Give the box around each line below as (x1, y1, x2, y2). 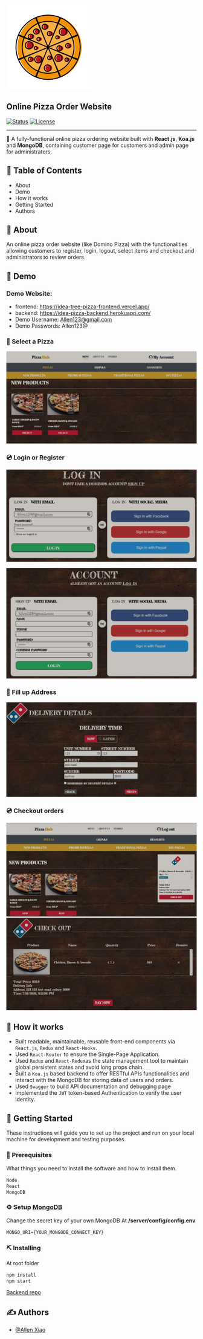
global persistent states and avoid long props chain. (14, 1063, 144, 1071)
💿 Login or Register (6, 453, 65, 461)
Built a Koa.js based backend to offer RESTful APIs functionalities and (14, 1070, 189, 1077)
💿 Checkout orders (6, 806, 64, 815)
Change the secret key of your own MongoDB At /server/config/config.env (6, 1217, 196, 1224)
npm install (6, 1272, 36, 1279)
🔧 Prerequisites (6, 1151, 53, 1159)
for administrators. (6, 148, 53, 155)
